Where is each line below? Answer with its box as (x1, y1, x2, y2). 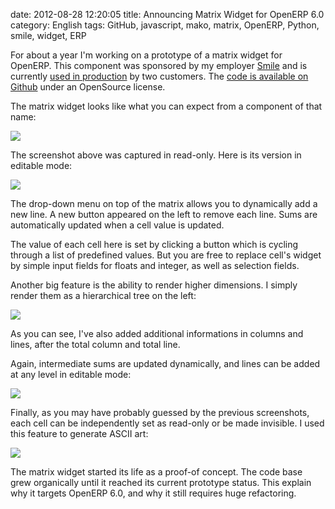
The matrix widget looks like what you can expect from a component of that (10, 100, 323, 112)
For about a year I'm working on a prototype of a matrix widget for (10, 49, 283, 61)
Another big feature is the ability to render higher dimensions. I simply (10, 279, 298, 291)
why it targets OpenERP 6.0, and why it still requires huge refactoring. (10, 487, 297, 499)
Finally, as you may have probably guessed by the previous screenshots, (10, 407, 310, 418)
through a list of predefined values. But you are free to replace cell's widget (10, 249, 322, 261)
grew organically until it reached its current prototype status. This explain (10, 477, 312, 488)
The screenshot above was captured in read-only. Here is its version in (10, 149, 302, 161)
